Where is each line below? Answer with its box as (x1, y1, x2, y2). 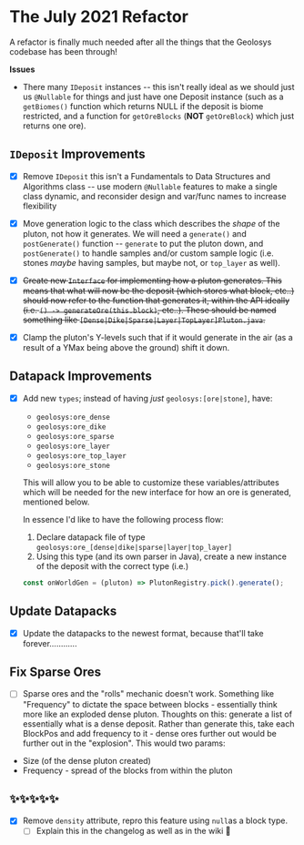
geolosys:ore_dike (35, 422, 106, 432)
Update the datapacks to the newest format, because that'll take (22, 627, 264, 638)
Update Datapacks (9, 604, 117, 619)
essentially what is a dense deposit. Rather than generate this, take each (22, 718, 295, 729)
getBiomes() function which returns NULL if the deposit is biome (22, 100, 264, 111)
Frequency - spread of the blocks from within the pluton (22, 765, 233, 776)
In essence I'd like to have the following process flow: (22, 514, 224, 524)
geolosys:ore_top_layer (35, 451, 127, 461)
